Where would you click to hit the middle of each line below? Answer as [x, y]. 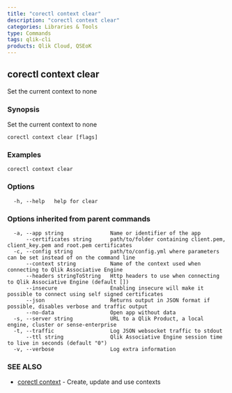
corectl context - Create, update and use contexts [89, 382]
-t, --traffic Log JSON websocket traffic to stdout [118, 331]
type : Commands [29, 33]
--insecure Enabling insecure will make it [115, 288]
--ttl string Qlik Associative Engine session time [124, 337]
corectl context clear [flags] [53, 138]
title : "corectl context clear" [54, 14]
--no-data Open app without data [101, 313]
